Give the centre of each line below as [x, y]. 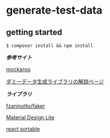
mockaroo [19, 69]
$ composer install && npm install [50, 46]
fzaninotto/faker [26, 106]
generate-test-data [54, 10]
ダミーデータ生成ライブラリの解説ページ [55, 81]
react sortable [23, 129]
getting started [34, 32]
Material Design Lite [30, 117]
